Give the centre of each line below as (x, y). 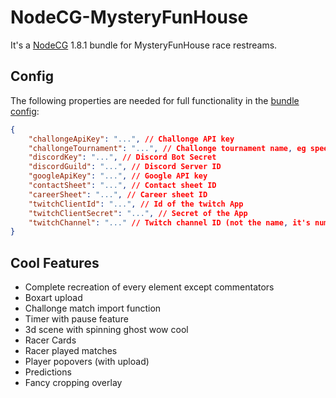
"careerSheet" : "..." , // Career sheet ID (118, 194)
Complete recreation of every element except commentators (149, 287)
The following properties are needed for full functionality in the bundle (155, 100)
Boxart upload (53, 298)
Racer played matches (71, 351)
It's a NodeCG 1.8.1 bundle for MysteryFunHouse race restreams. (144, 45)
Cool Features (55, 262)
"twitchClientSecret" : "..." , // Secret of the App (138, 213)
